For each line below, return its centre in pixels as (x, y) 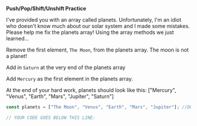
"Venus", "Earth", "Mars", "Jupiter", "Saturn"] (60, 96)
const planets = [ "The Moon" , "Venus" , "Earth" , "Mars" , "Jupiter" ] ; (93, 107)
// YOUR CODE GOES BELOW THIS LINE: (51, 118)
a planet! (17, 56)
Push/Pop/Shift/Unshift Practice (46, 8)
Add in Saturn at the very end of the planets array (66, 67)
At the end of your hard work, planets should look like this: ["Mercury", (91, 90)
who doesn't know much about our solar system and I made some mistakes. (98, 26)
